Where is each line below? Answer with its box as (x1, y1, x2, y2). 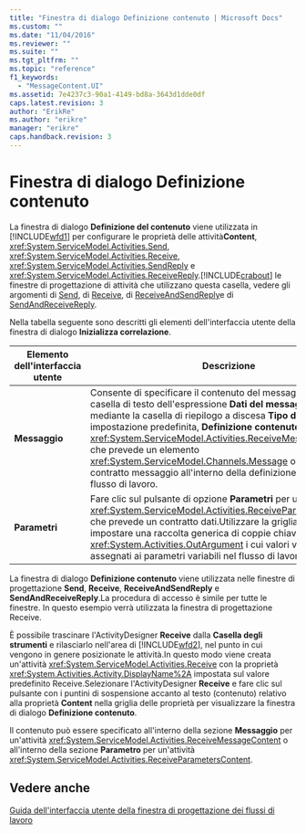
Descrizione (201, 359, 256, 372)
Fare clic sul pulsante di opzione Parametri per (89, 492, 291, 505)
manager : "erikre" (9, 124, 79, 133)
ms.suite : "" (9, 48, 59, 57)
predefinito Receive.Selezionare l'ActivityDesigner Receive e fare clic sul (9, 678, 282, 689)
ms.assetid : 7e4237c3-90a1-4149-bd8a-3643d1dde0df (9, 90, 206, 99)
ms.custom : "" (9, 22, 64, 31)
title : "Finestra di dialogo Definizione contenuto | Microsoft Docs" (9, 13, 283, 23)
